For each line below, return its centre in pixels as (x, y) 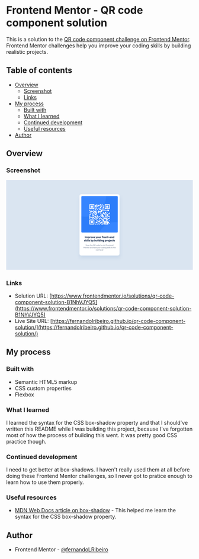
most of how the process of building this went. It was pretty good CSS (92, 435)
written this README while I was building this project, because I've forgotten (99, 429)
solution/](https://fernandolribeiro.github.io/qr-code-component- (94, 327)
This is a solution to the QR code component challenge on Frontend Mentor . (98, 39)
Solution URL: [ (33, 296)
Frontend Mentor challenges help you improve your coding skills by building (99, 46)
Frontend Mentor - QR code (75, 10)
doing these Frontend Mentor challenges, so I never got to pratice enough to (99, 476)
